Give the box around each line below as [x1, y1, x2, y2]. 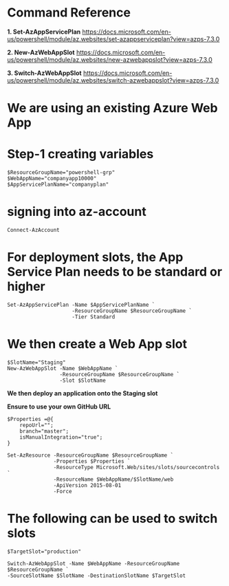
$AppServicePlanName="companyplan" [7, 181, 109, 188]
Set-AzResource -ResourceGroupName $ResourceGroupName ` [7, 452, 174, 459]
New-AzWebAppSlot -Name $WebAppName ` [7, 365, 118, 372]
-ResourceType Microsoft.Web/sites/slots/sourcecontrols [53, 464, 220, 470]
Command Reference [7, 5, 131, 21]
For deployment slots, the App [7, 250, 184, 265]
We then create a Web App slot [7, 336, 188, 352]
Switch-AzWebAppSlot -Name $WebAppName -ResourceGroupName [7, 560, 180, 567]
